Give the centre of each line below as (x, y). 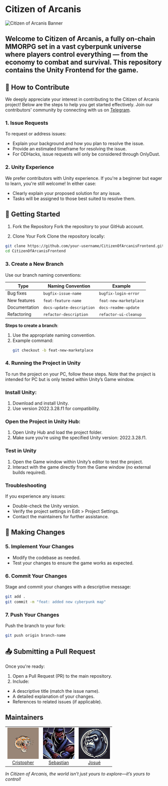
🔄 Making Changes (35, 532)
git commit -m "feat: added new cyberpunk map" (56, 602)
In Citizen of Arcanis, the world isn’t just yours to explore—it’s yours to (78, 773)
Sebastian (58, 762)
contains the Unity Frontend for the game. (72, 70)
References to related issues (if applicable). (57, 702)
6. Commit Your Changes (36, 576)
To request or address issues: (36, 134)
